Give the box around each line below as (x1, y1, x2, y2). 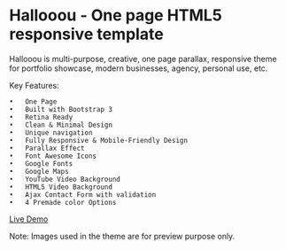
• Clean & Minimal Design (9, 121, 113, 129)
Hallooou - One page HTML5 (9, 5, 223, 26)
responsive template (9, 24, 164, 44)
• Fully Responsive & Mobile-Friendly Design (9, 136, 189, 145)
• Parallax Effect (9, 144, 86, 152)
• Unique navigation (9, 128, 93, 137)
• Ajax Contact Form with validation (9, 190, 157, 199)
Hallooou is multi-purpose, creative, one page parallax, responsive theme (9, 53, 277, 64)
